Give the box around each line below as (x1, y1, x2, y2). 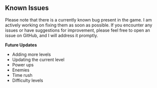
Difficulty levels (12, 77, 43, 83)
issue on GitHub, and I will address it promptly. (5, 32, 98, 38)
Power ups (12, 62, 34, 67)
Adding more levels (12, 51, 51, 57)
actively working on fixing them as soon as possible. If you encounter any (5, 22, 153, 28)
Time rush (12, 72, 33, 78)
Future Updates (5, 42, 37, 48)
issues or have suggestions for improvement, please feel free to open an (5, 27, 151, 33)
